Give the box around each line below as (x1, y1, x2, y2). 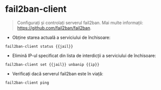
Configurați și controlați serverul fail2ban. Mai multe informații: (17, 20, 143, 26)
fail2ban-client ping (5, 80, 49, 85)
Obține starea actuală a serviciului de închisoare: (12, 34, 111, 40)
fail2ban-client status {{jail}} (5, 44, 73, 49)
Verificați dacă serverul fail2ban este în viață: (12, 70, 104, 77)
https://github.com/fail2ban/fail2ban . (17, 25, 92, 30)
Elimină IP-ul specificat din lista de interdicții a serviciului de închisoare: (12, 53, 157, 59)
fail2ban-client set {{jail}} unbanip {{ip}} (5, 62, 99, 67)
